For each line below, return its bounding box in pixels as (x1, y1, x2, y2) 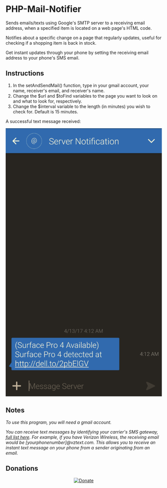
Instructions (5, 69, 44, 78)
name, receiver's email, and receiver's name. (12, 88, 105, 94)
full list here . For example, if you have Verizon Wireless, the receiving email (5, 434, 159, 440)
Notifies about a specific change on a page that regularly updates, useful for (5, 35, 162, 41)
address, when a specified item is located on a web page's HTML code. (5, 25, 152, 31)
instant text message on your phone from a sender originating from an (5, 444, 150, 450)
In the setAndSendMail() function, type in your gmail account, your (12, 82, 149, 88)
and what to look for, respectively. (12, 98, 82, 104)
